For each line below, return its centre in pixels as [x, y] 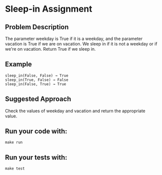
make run [14, 142]
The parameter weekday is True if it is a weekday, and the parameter [74, 39]
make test [15, 169]
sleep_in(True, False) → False [37, 80]
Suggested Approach [38, 99]
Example [18, 64]
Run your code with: [36, 131]
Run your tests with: [36, 157]
